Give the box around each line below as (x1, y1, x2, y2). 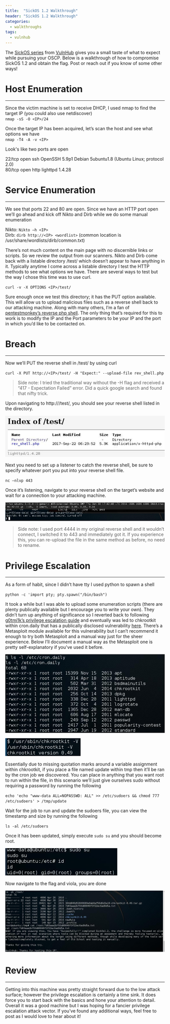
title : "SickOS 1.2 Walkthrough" (5, 8, 78, 13)
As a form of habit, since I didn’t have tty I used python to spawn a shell (5, 581, 155, 588)
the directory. (5, 406, 33, 412)
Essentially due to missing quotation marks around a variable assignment (5, 761, 158, 767)
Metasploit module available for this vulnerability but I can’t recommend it (5, 628, 158, 634)
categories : (5, 19, 30, 24)
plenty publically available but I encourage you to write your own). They (5, 606, 155, 613)
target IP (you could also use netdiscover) (5, 110, 93, 116)
